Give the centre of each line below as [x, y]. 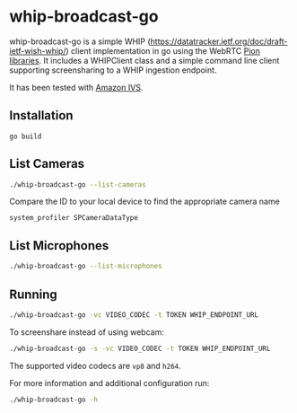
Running [34, 294]
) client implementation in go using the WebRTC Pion [163, 50]
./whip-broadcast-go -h [54, 400]
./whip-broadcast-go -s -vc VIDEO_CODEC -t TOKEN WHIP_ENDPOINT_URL [140, 348]
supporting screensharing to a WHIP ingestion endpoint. [113, 70]
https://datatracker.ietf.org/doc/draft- [219, 41]
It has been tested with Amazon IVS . [76, 87]
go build [26, 136]
